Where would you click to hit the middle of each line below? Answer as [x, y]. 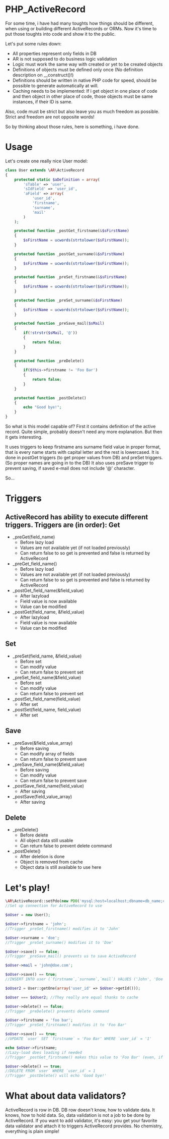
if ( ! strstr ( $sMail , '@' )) [51, 333]
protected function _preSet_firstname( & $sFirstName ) [71, 277]
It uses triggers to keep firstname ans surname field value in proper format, [83, 447]
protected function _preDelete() [49, 361]
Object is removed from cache [51, 862]
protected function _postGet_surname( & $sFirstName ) [69, 254]
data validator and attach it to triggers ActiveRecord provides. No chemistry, [84, 1126]
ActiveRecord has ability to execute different [77, 517]
